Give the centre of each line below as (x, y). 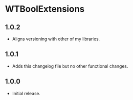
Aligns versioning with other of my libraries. (56, 39)
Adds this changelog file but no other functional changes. (70, 66)
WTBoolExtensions (45, 9)
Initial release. (26, 93)
